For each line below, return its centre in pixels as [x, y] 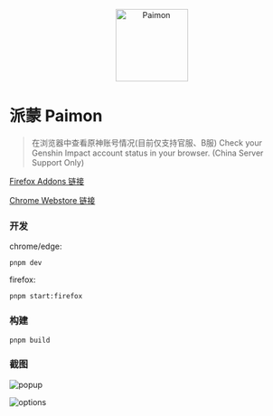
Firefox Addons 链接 [47, 181]
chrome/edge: [36, 246]
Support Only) [58, 162]
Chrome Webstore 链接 [52, 200]
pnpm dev [26, 263]
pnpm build [30, 340]
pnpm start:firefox [46, 297]
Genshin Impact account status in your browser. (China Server [147, 153]
